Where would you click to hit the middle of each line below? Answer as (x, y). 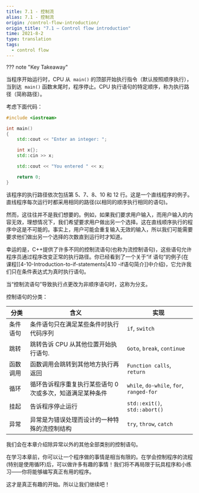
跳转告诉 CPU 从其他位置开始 (70, 344)
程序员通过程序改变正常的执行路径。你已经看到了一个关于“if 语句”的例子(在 (97, 257)
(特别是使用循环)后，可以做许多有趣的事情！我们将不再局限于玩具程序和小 (96, 464)
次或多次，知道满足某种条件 (69, 393)
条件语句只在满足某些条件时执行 (75, 324)
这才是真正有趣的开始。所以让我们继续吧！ (58, 484)
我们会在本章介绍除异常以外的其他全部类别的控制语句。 (73, 444)
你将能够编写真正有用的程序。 (58, 472)
